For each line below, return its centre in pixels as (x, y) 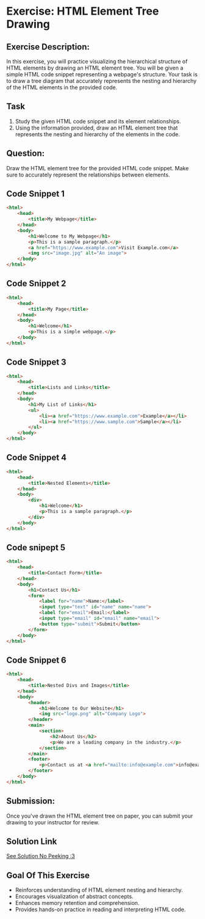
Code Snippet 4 (37, 458)
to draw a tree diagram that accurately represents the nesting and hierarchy (102, 81)
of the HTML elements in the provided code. (62, 87)
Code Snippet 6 (36, 660)
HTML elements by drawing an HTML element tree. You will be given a (95, 68)
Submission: (31, 801)
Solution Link (32, 841)
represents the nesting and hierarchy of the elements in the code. (97, 134)
